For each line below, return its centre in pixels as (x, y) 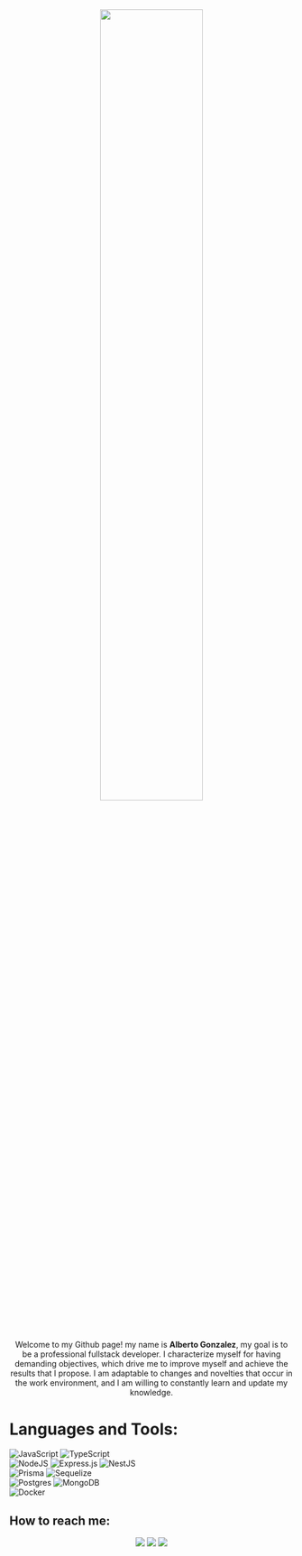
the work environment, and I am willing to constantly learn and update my (151, 1383)
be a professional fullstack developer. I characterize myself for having (151, 1354)
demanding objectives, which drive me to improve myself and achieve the (151, 1364)
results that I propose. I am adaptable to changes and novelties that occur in (151, 1373)
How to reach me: (60, 1520)
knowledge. (151, 1393)
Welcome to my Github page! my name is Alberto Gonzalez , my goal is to (151, 1345)
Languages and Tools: (94, 1429)
